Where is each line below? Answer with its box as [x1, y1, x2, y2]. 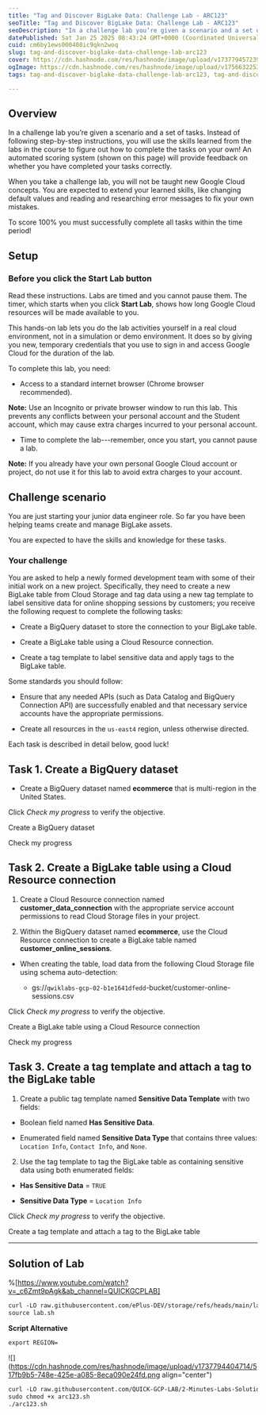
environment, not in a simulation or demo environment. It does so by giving [8, 332, 253, 341]
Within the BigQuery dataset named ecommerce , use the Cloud [19, 926, 228, 936]
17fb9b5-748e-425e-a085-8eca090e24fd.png [8, 1370, 161, 1380]
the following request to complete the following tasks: [8, 607, 184, 616]
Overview [8, 107, 58, 121]
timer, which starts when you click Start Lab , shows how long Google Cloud [8, 299, 256, 309]
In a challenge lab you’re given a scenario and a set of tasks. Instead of [8, 128, 241, 137]
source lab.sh [8, 1310, 55, 1317]
